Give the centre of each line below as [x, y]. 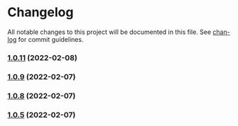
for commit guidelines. [51, 39]
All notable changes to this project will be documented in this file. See [109, 32]
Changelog [40, 12]
